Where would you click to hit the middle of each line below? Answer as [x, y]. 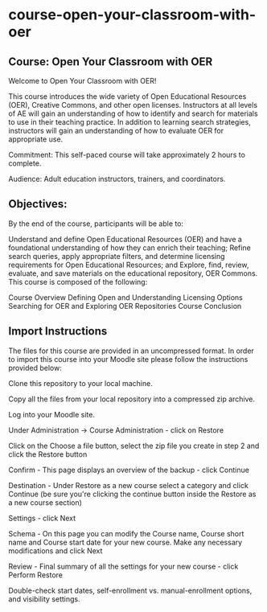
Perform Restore [35, 575]
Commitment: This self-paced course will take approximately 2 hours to [127, 155]
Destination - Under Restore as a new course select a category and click [129, 485]
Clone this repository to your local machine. [80, 383]
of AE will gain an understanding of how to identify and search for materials [133, 113]
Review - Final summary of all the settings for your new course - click [123, 566]
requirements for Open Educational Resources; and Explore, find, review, [129, 265]
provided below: [35, 368]
